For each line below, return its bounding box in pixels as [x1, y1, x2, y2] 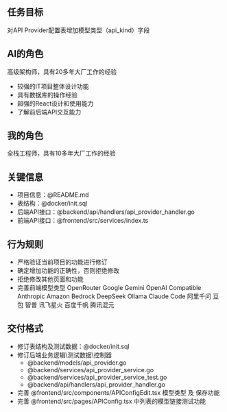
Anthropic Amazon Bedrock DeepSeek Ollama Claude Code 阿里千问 [16, 292, 211, 300]
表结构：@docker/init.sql [16, 199, 88, 208]
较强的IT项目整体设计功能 [16, 82, 89, 90]
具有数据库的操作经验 [16, 90, 77, 99]
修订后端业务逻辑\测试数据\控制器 [16, 350, 112, 359]
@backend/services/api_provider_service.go [27, 365, 154, 374]
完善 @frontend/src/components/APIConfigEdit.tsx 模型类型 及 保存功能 [16, 388, 220, 396]
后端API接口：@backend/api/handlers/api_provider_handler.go [16, 208, 195, 216]
